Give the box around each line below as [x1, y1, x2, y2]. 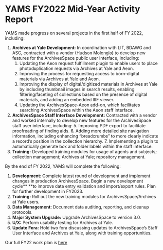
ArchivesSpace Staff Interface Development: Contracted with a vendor [12, 112, 157, 118]
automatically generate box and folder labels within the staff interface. [12, 143, 153, 149]
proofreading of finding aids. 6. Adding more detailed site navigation [12, 128, 149, 134]
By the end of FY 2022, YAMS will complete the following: [5, 163, 121, 169]
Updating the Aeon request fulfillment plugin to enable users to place [19, 60, 158, 66]
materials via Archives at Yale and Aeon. [19, 76, 100, 82]
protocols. [12, 209, 33, 215]
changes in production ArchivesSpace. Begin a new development [12, 178, 144, 184]
